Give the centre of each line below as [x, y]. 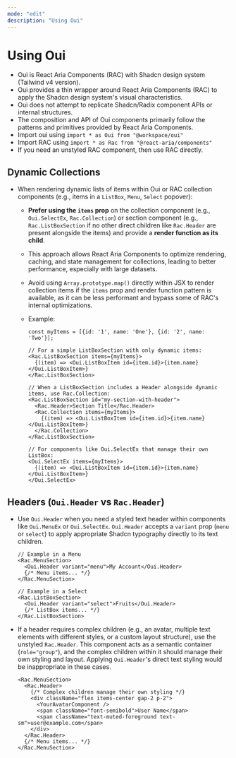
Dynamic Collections [54, 172]
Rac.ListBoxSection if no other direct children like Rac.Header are [122, 225]
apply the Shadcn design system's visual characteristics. [100, 97]
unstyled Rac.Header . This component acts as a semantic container [114, 644]
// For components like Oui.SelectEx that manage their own [118, 449]
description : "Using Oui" [45, 20]
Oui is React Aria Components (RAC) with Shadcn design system [111, 75]
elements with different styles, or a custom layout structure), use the [117, 637]
